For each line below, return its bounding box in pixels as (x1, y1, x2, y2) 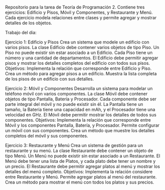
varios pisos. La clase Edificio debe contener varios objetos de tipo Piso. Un (5, 45, 159, 50)
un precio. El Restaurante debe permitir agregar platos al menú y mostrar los (5, 163, 160, 169)
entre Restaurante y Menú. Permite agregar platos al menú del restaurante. (5, 174, 157, 180)
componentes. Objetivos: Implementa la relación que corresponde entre (5, 117, 151, 123)
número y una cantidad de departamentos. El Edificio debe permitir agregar (5, 55, 159, 61)
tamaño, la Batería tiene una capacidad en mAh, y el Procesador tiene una (5, 106, 156, 112)
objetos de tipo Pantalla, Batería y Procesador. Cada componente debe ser (5, 96, 157, 102)
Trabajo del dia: (5, 30, 37, 35)
